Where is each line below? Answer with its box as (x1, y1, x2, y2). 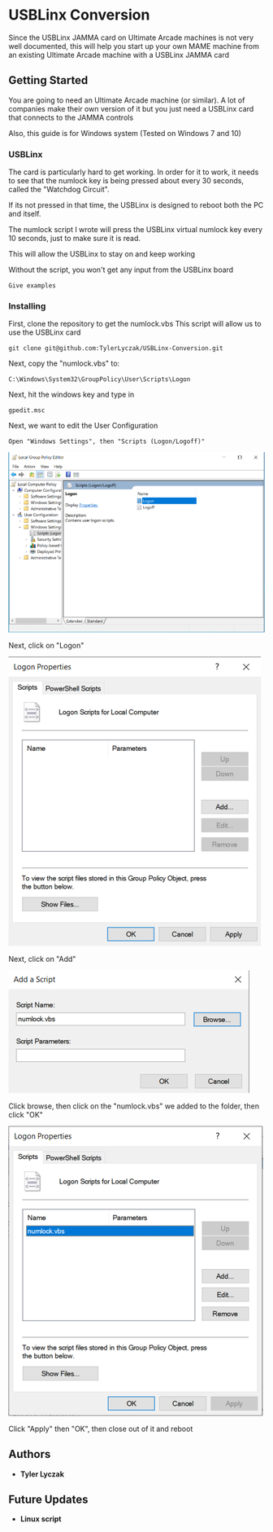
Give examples (8, 282, 57, 290)
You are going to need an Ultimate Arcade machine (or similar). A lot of (8, 95, 245, 105)
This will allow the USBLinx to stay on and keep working (8, 249, 196, 259)
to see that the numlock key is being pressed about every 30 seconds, (8, 176, 244, 186)
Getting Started (8, 73, 89, 87)
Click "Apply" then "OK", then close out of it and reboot (8, 1424, 193, 1433)
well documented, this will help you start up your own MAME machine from (8, 41, 260, 50)
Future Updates (8, 1492, 89, 1506)
